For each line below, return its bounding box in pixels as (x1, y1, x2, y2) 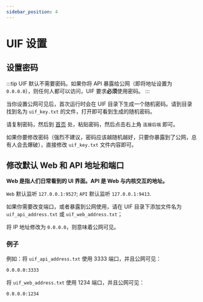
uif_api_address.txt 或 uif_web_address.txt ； (6, 211, 123, 218)
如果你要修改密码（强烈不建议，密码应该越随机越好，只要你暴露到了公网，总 (6, 133, 197, 141)
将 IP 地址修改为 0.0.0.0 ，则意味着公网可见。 (6, 223, 120, 231)
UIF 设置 (6, 37, 47, 50)
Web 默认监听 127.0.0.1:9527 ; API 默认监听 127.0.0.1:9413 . (6, 190, 152, 198)
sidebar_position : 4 (6, 8, 59, 15)
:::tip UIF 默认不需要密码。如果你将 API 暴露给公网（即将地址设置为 (6, 80, 173, 87)
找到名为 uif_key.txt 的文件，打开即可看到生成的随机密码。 (6, 108, 156, 115)
